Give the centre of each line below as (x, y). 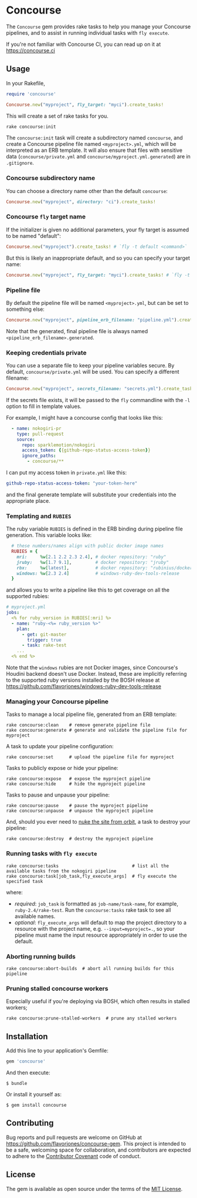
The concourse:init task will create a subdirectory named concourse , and (94, 138)
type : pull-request (40, 434)
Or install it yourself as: (34, 1094)
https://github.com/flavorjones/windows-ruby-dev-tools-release (84, 686)
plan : (23, 629)
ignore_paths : (39, 456)
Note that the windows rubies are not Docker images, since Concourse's (92, 668)
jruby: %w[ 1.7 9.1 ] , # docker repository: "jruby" (93, 562)
